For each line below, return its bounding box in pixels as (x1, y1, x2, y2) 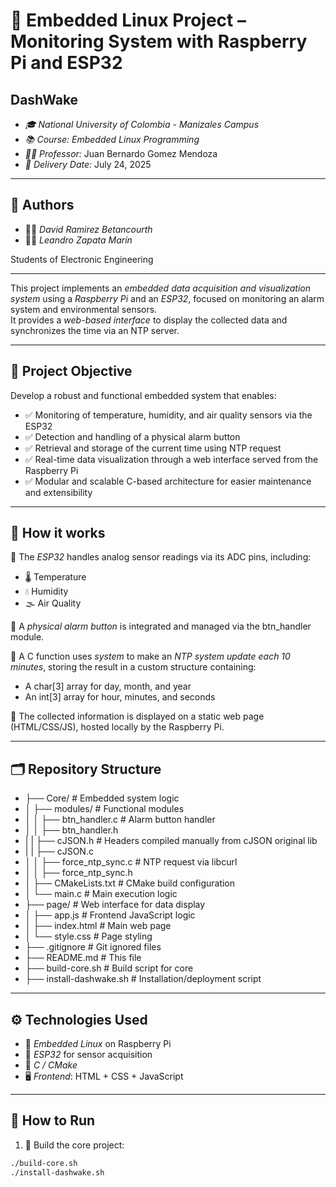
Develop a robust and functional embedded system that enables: (10, 389, 277, 401)
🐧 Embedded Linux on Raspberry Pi (24, 1038, 172, 1050)
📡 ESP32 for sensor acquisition (24, 1049, 153, 1061)
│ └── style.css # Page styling (24, 930, 153, 943)
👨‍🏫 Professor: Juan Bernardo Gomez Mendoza (24, 148, 218, 159)
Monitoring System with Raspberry (10, 30, 308, 53)
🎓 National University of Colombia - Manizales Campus (24, 119, 260, 130)
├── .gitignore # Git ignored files (24, 941, 162, 953)
